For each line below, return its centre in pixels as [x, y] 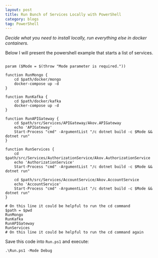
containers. [17, 43]
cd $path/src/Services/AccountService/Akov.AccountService [77, 180]
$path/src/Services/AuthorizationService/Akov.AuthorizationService [78, 158]
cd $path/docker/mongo [38, 80]
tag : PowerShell [22, 24]
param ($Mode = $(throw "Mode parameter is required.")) [66, 66]
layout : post [19, 10]
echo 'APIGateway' [33, 128]
